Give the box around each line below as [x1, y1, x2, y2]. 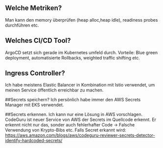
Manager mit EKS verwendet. [5, 102, 64, 108]
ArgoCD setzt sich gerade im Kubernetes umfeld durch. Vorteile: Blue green [5, 49, 158, 56]
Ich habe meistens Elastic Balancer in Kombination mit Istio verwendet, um [5, 82, 155, 88]
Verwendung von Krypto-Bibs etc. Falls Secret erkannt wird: [5, 127, 126, 133]
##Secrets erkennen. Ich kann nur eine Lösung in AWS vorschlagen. [5, 112, 143, 118]
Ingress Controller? [5, 69, 65, 78]
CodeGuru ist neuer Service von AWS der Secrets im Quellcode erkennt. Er [5, 117, 157, 122]
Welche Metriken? [5, 4, 62, 12]
